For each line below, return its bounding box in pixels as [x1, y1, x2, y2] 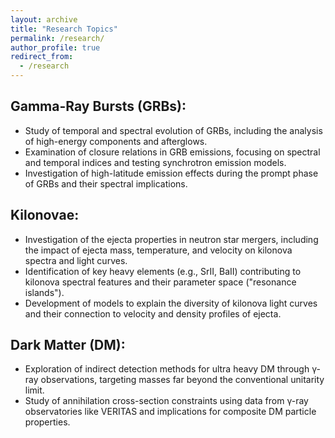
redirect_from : [10, 52, 74, 62]
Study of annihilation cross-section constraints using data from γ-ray [24, 395, 309, 407]
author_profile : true [10, 42, 101, 53]
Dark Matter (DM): [10, 337, 126, 354]
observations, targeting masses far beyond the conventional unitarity [40, 374, 325, 386]
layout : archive [10, 14, 78, 25]
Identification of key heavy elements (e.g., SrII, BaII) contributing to [24, 265, 302, 277]
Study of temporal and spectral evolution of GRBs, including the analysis [24, 124, 323, 136]
